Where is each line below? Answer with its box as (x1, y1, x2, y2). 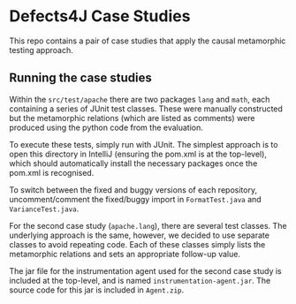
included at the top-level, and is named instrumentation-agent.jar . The (9, 275, 271, 285)
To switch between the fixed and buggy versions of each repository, (9, 184, 258, 195)
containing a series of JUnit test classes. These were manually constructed (9, 103, 283, 114)
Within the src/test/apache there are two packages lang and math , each (9, 94, 270, 104)
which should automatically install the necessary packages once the (9, 157, 258, 169)
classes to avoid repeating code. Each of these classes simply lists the (9, 239, 266, 249)
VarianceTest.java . (9, 203, 80, 214)
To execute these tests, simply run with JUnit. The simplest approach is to (9, 139, 278, 149)
